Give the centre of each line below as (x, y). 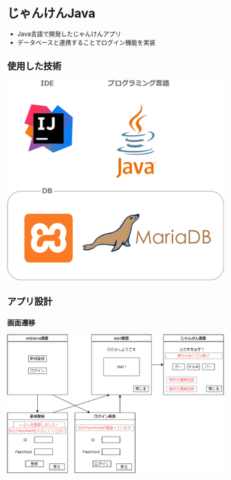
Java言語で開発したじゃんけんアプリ (69, 34)
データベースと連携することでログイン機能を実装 (86, 42)
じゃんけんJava (51, 13)
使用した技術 (34, 66)
